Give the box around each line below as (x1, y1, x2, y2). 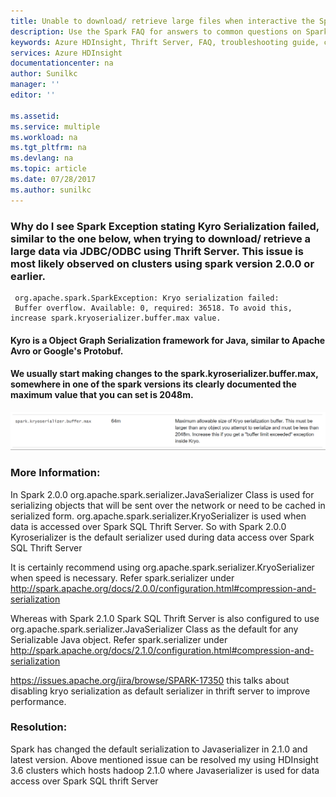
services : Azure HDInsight (10, 48, 123, 58)
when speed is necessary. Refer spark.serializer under (10, 571, 235, 584)
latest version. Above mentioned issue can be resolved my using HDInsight (10, 753, 319, 765)
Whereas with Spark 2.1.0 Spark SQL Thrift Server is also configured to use (10, 612, 320, 624)
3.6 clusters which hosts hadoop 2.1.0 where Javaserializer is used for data (10, 764, 320, 776)
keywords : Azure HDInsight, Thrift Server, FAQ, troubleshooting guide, (10, 37, 320, 47)
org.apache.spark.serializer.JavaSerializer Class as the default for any (10, 623, 299, 635)
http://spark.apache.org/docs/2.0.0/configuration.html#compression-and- (10, 582, 317, 594)
